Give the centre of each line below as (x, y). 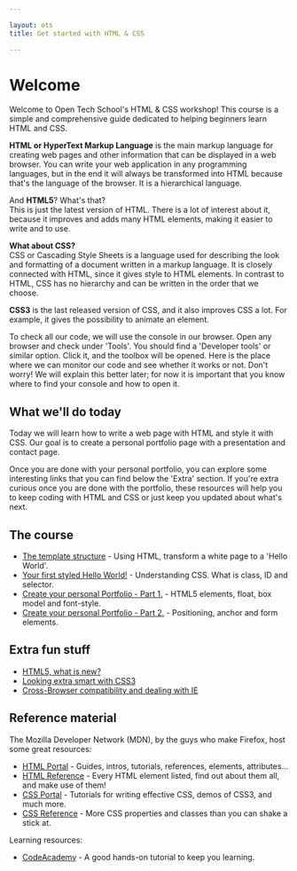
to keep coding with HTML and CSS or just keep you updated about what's (145, 498)
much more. (44, 804)
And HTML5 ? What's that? (58, 200)
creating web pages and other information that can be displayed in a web (143, 155)
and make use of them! (64, 785)
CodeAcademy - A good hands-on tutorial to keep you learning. (138, 857)
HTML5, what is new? (62, 671)
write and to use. (40, 229)
